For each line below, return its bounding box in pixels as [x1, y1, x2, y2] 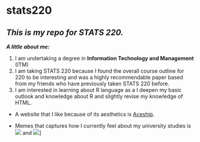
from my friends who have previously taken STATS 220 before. [14, 80, 170, 87]
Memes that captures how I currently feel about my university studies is [14, 122, 191, 129]
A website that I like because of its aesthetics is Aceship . [14, 111, 155, 118]
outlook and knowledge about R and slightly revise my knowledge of [14, 93, 183, 100]
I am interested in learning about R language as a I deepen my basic [14, 87, 182, 93]
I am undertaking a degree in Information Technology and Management [14, 55, 194, 61]
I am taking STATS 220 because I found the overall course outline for [14, 67, 184, 75]
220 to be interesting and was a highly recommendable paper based [14, 74, 183, 81]
